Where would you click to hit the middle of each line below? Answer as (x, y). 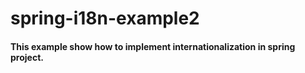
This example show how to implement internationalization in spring (153, 46)
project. (27, 57)
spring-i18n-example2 (105, 18)
